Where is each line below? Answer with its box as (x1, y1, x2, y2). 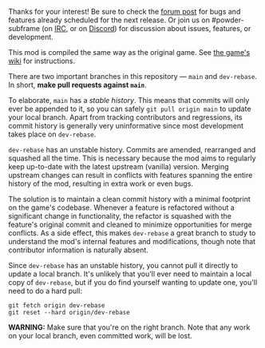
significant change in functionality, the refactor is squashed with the (8, 212, 232, 220)
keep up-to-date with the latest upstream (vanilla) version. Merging (8, 162, 229, 171)
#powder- (211, 15, 245, 25)
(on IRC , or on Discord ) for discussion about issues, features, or (41, 24, 251, 33)
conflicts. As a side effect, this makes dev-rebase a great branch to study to (8, 228, 256, 238)
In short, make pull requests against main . (8, 80, 148, 89)
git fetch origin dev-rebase (8, 302, 105, 310)
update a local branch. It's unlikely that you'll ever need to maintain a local (8, 269, 252, 279)
